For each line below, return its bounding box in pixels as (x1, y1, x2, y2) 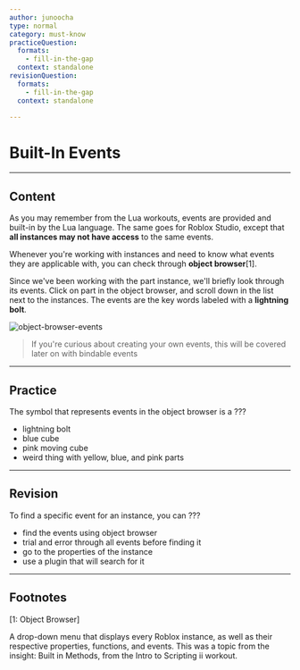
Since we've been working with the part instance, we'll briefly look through (9, 276, 285, 287)
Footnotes (9, 590, 67, 606)
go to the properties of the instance (21, 546, 154, 557)
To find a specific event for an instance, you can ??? (9, 510, 201, 521)
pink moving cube (21, 442, 89, 453)
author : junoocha (9, 13, 74, 22)
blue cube (21, 432, 60, 443)
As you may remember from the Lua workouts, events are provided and (9, 213, 272, 223)
